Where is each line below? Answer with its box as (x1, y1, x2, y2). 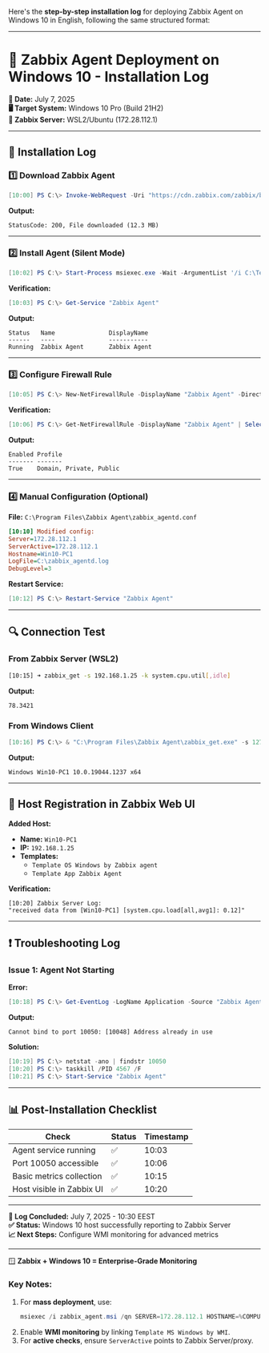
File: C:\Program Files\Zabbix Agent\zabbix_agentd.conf (8, 512, 198, 521)
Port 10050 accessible (12, 1157, 99, 1168)
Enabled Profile (8, 450, 62, 459)
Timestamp (143, 1130, 189, 1142)
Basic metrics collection (12, 1170, 102, 1182)
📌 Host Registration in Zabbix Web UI (8, 797, 195, 811)
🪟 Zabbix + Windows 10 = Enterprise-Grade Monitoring (8, 1256, 198, 1266)
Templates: (19, 851, 58, 861)
